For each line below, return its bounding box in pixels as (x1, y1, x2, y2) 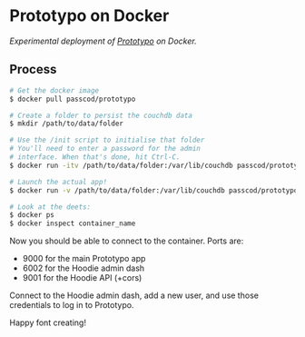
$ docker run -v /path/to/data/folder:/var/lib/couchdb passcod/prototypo (9, 185, 299, 195)
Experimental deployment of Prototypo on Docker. (9, 35, 197, 46)
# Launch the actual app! (9, 177, 107, 186)
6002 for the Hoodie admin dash (22, 263, 145, 273)
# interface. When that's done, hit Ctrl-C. (9, 153, 181, 162)
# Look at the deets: (9, 202, 92, 212)
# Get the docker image (9, 85, 100, 95)
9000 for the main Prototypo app (22, 253, 146, 264)
